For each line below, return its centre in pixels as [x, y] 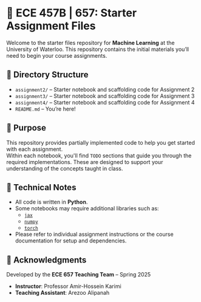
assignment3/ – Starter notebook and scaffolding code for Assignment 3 [105, 96]
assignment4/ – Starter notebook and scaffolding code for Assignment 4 [105, 102]
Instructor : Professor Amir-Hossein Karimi [68, 286]
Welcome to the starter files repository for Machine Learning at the [90, 43]
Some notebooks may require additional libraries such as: [87, 208]
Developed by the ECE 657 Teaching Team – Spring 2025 [79, 275]
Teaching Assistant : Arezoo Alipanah [62, 293]
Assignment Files [51, 26]
